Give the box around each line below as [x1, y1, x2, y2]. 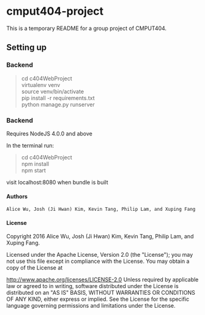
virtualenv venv [21, 81, 61, 88]
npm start [21, 167, 46, 174]
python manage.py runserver [21, 101, 95, 108]
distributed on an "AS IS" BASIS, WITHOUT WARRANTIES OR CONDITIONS [6, 289, 196, 297]
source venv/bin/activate [21, 88, 84, 95]
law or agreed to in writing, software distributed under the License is [6, 283, 179, 290]
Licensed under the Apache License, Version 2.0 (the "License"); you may [6, 251, 193, 259]
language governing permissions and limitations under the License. [6, 302, 176, 309]
